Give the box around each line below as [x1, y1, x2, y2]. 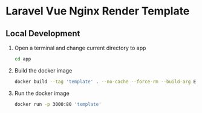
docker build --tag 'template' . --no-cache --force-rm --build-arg [14, 79, 191, 85]
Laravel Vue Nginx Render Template [5, 4, 190, 18]
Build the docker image [14, 66, 73, 74]
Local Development [5, 28, 80, 39]
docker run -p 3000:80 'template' [14, 101, 102, 107]
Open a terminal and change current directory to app [14, 44, 146, 51]
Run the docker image [14, 89, 70, 97]
